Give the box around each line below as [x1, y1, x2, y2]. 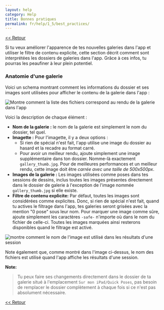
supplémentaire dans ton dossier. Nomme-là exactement [19, 155, 136, 161]
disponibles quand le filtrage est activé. [12, 224, 93, 230]
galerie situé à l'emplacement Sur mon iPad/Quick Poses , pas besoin [17, 279, 157, 285]
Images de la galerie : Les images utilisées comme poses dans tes [12, 171, 149, 177]
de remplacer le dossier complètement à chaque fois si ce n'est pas [17, 284, 156, 290]
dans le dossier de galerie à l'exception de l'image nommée [12, 182, 134, 188]
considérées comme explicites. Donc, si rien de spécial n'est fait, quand [12, 198, 160, 204]
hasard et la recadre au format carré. [19, 145, 95, 151]
